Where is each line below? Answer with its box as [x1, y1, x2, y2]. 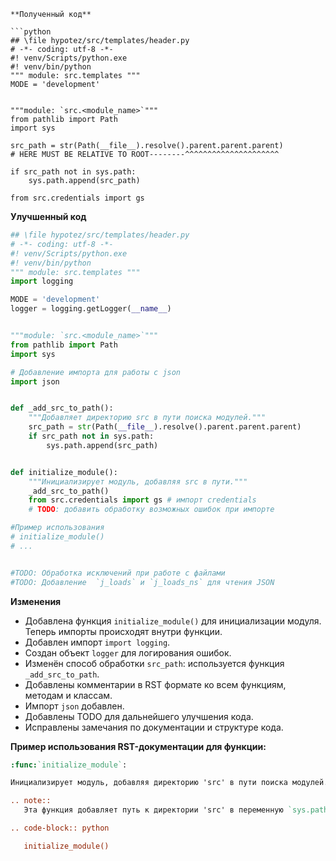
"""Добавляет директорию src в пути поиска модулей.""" [28, 413, 267, 423]
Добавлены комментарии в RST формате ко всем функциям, [24, 678, 287, 690]
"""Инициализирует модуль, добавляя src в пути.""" [28, 476, 248, 487]
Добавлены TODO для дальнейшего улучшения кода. [24, 710, 254, 722]
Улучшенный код [10, 211, 87, 222]
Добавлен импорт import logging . [24, 636, 171, 648]
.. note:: [10, 796, 52, 806]
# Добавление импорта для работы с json [10, 367, 182, 377]
